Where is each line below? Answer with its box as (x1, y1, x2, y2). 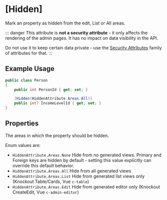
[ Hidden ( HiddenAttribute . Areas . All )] (14, 96, 93, 101)
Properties (5, 119, 39, 128)
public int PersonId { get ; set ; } (14, 87, 88, 92)
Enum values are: (5, 142, 41, 148)
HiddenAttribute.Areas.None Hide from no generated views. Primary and (12, 151, 162, 158)
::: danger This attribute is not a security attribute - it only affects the (5, 29, 148, 35)
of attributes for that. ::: (5, 50, 53, 56)
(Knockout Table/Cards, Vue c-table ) (12, 178, 89, 184)
